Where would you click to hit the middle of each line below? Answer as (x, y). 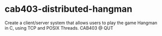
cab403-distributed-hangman (69, 9)
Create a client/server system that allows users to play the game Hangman (81, 23)
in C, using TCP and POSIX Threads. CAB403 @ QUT (59, 28)
